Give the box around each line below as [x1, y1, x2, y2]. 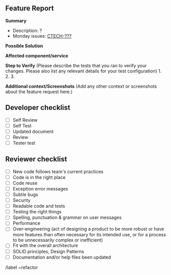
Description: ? [12, 28, 42, 34]
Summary [5, 17, 27, 23]
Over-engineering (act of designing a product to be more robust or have [12, 226, 164, 232]
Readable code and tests [12, 203, 65, 209]
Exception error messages [12, 185, 68, 191]
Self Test [12, 122, 32, 129]
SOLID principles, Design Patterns [12, 248, 84, 254]
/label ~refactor [5, 264, 38, 270]
